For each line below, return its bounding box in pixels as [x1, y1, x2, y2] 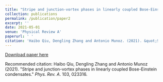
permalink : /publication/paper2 [5, 16, 70, 21]
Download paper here [5, 52, 49, 57]
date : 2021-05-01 [5, 25, 40, 30]
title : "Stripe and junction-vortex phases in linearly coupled [5, 7, 138, 12]
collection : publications [5, 12, 57, 16]
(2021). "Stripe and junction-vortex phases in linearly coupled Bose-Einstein [5, 66, 157, 72]
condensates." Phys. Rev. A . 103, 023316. [5, 71, 88, 77]
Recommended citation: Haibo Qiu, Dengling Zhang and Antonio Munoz [5, 61, 148, 67]
